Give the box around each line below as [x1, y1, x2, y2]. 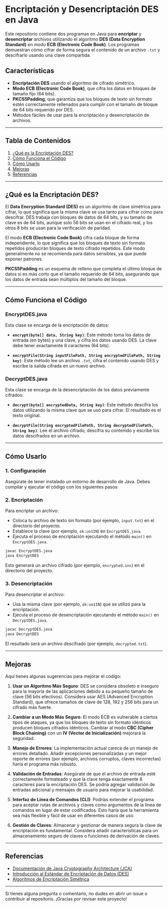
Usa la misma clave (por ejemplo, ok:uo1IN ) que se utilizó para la [12, 601, 146, 608]
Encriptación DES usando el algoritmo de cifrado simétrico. [12, 80, 136, 86]
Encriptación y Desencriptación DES [5, 4, 159, 15]
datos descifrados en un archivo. [12, 433, 80, 439]
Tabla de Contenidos [5, 136, 71, 145]
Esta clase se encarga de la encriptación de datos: [5, 322, 109, 328]
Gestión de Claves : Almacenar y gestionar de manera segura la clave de [12, 822, 162, 828]
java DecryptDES [5, 632, 39, 637]
